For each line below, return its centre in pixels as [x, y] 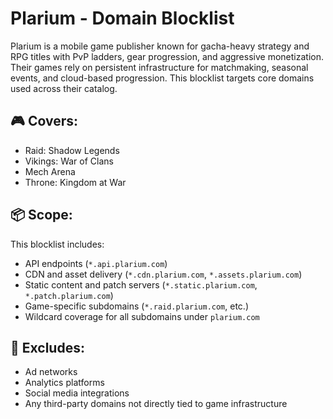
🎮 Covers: [44, 121]
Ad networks [51, 372]
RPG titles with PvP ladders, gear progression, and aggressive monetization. [167, 56]
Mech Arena [50, 171]
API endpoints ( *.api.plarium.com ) [96, 263]
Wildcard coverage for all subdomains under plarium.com [142, 316]
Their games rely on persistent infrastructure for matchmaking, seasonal [159, 67]
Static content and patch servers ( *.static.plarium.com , [141, 284]
